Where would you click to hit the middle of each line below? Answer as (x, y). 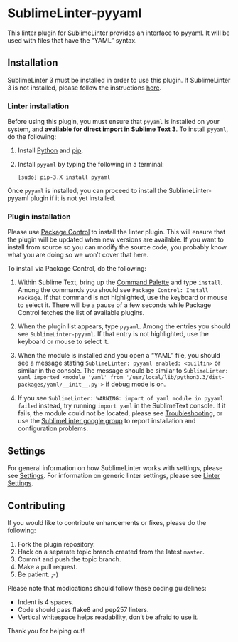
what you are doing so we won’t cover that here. (78, 255)
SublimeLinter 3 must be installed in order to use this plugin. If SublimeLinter (119, 80)
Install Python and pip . (50, 150)
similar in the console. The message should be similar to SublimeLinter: (123, 371)
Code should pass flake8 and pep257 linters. (83, 609)
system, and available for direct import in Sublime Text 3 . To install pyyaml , (118, 129)
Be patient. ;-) (38, 574)
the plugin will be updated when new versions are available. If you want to (115, 239)
